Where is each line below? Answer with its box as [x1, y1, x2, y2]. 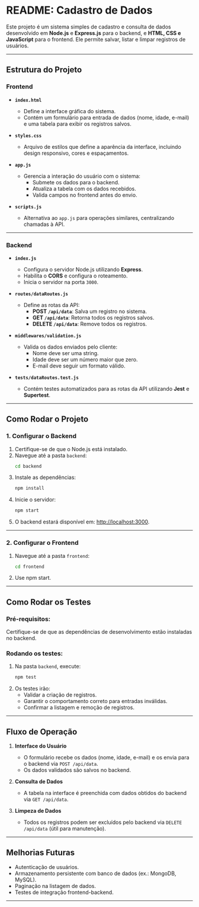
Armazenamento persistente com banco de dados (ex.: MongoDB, [14, 870, 176, 877]
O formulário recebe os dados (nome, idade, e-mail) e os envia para [23, 754, 190, 761]
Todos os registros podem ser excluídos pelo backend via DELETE [23, 819, 182, 826]
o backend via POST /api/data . [23, 760, 99, 768]
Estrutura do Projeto [6, 65, 82, 75]
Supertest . [23, 391, 50, 398]
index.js [14, 256, 37, 261]
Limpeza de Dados [14, 807, 62, 815]
